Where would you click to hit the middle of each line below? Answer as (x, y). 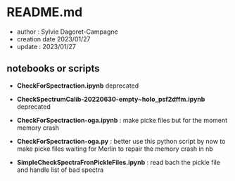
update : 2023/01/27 (46, 46)
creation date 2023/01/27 (53, 39)
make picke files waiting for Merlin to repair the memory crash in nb (115, 149)
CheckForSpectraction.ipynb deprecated (78, 86)
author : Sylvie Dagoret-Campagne (67, 32)
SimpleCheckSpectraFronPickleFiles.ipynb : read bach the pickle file (119, 162)
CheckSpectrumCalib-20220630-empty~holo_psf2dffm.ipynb (111, 99)
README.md (45, 12)
